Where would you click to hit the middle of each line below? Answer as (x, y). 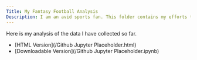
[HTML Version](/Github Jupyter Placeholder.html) (75, 45)
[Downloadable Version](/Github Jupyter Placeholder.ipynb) (87, 51)
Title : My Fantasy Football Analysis (52, 11)
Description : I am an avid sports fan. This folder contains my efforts (97, 17)
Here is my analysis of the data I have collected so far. (71, 33)
